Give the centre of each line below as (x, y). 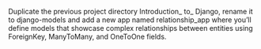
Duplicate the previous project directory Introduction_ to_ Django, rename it (130, 11)
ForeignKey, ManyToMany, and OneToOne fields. (87, 36)
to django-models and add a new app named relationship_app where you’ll (130, 20)
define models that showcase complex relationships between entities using (130, 28)
